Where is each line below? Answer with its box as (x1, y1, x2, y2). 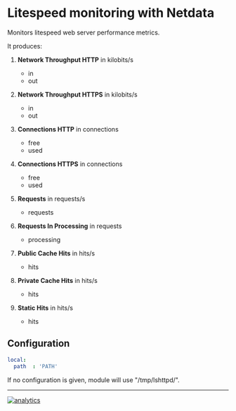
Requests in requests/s (17, 194, 86, 203)
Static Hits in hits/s (17, 303, 74, 312)
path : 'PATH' (13, 362, 58, 370)
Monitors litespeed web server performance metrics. (7, 28, 160, 37)
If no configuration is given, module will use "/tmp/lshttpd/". (7, 375, 181, 384)
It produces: (7, 42, 42, 50)
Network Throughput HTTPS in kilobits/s (17, 90, 138, 99)
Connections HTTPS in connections (17, 160, 123, 168)
